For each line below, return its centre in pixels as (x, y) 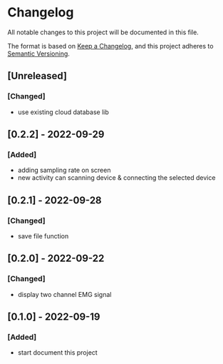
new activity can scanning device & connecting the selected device (116, 178)
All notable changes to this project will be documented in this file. (103, 32)
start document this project (57, 353)
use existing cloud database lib (63, 112)
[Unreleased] (37, 76)
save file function (43, 236)
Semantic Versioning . (38, 54)
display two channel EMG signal (64, 294)
